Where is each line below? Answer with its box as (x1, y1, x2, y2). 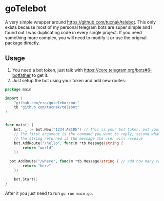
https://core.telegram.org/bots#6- (83, 67, 152, 73)
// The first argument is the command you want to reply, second (14, 132, 150, 136)
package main (5, 87, 32, 92)
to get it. (32, 72, 49, 78)
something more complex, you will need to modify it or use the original (5, 35, 147, 41)
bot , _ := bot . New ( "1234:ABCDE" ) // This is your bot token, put (14, 127, 150, 132)
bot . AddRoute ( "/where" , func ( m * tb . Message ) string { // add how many (9, 159, 154, 164)
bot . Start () (14, 177, 38, 181)
